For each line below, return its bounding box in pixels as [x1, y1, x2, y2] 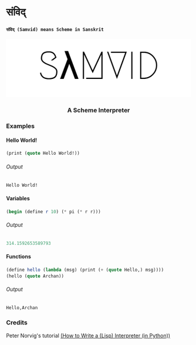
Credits [6, 319, 28, 327]
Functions [6, 253, 31, 260]
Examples [6, 122, 35, 130]
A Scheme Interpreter [67, 106, 130, 114]
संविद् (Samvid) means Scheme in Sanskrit [6, 26, 104, 32]
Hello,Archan [6, 304, 38, 311]
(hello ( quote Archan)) [6, 273, 65, 279]
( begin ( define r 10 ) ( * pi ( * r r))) [6, 208, 101, 214]
